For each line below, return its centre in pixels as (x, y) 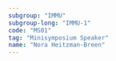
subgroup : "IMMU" (37, 15)
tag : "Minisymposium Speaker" (59, 38)
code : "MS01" (30, 30)
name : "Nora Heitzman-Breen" (57, 45)
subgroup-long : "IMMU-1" (50, 23)
